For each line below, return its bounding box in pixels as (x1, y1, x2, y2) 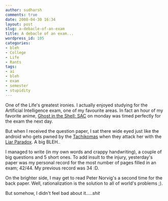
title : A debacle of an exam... (5, 31, 74, 36)
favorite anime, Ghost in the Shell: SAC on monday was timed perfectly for (5, 112, 161, 119)
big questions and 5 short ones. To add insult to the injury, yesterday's (5, 154, 153, 160)
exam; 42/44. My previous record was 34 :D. (5, 165, 99, 171)
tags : (5, 64, 17, 69)
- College (5, 50, 26, 55)
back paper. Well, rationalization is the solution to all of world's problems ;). (5, 180, 163, 186)
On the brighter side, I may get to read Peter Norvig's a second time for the (5, 175, 163, 181)
